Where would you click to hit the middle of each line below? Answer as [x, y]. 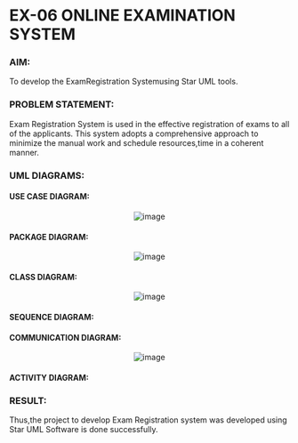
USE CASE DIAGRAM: [50, 197]
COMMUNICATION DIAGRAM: [65, 337]
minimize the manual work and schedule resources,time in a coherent [137, 142]
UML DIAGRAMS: [47, 175]
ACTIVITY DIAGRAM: [49, 377]
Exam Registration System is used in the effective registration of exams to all [149, 124]
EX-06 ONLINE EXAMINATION [122, 16]
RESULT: [28, 400]
